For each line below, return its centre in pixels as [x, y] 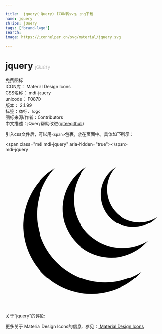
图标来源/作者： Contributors [34, 117]
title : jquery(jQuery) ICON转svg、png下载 [49, 14]
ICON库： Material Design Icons [38, 86]
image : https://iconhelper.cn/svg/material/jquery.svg [63, 37]
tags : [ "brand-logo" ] [28, 28]
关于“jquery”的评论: [26, 316]
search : [14, 33]
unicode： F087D [23, 99]
